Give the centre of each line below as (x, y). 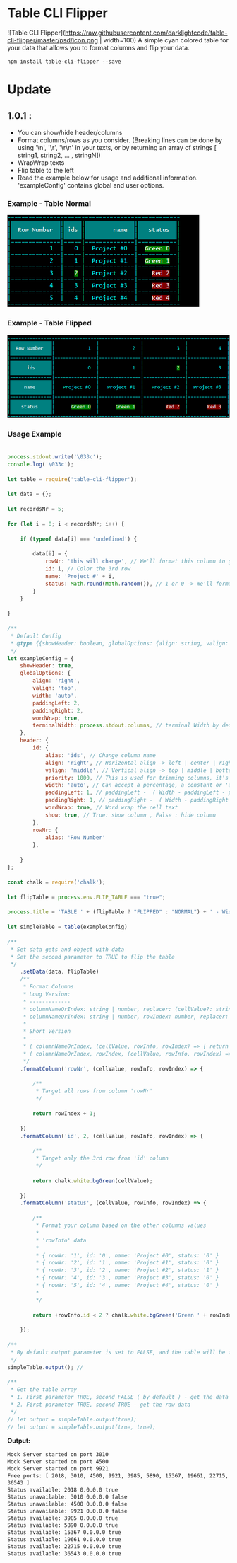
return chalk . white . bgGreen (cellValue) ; (93, 1181)
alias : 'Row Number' (75, 837)
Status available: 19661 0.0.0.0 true (64, 1539)
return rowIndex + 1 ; (65, 1113)
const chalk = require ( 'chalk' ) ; (56, 882)
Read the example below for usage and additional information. (108, 178)
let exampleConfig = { (41, 658)
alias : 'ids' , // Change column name (101, 755)
